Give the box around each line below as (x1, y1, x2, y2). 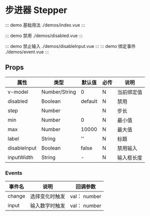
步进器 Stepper (5, 4, 68, 16)
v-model (7, 88, 28, 95)
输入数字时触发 (30, 203, 66, 210)
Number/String (41, 88, 76, 95)
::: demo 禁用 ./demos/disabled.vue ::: (5, 32, 83, 38)
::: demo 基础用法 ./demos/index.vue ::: (5, 22, 86, 28)
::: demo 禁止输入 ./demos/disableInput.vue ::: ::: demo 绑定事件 (5, 43, 136, 49)
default (81, 98, 98, 105)
